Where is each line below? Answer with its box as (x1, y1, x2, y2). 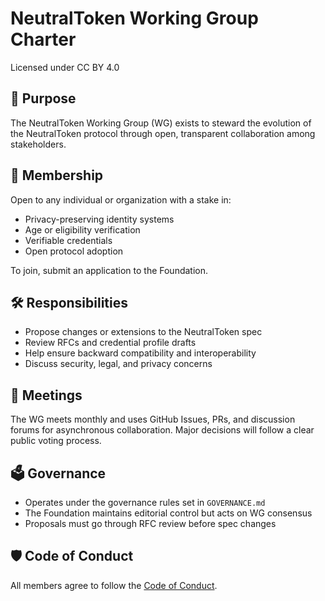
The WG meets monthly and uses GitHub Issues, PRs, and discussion (10, 413, 296, 426)
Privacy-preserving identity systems (24, 213, 175, 225)
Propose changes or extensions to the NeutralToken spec (24, 326, 263, 338)
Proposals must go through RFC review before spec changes (24, 518, 277, 529)
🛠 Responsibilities (10, 294, 129, 311)
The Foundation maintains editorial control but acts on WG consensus (24, 507, 313, 519)
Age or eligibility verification (24, 223, 141, 236)
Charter (10, 28, 77, 51)
